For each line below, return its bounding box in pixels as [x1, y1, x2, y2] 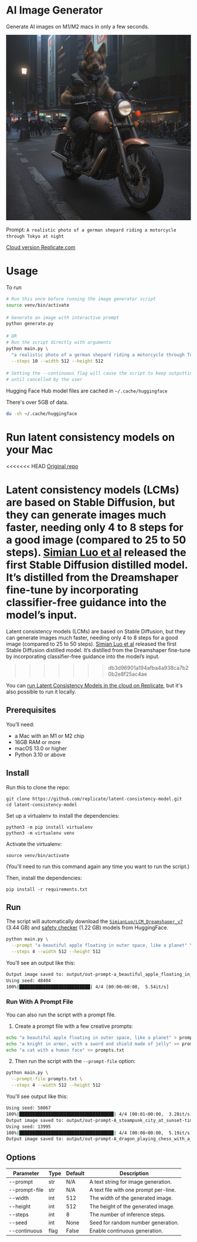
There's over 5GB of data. [6, 398, 69, 406]
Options [6, 1152, 36, 1163]
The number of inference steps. [89, 1211, 166, 1218]
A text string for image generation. [89, 1178, 172, 1185]
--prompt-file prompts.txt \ [11, 1076, 83, 1082]
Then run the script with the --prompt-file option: [14, 1058, 136, 1065]
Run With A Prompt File [6, 998, 73, 1006]
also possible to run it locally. [6, 688, 76, 695]
